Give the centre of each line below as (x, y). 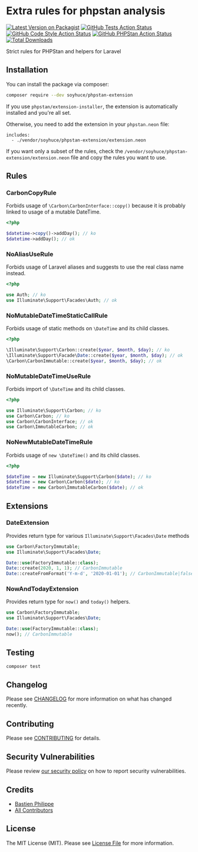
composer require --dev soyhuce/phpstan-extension (70, 95)
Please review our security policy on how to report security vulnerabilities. (96, 771)
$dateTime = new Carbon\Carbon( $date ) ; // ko (63, 482)
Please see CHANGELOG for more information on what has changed (89, 699)
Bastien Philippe (34, 803)
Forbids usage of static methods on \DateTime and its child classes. (88, 328)
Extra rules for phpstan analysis (86, 11)
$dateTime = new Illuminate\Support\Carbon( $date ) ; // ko (79, 477)
